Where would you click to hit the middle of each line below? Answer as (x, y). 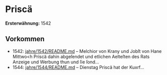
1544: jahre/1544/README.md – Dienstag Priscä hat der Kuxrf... (78, 67)
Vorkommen (25, 39)
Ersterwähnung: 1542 (28, 23)
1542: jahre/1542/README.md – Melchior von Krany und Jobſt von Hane (87, 51)
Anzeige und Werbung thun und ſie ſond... (56, 62)
